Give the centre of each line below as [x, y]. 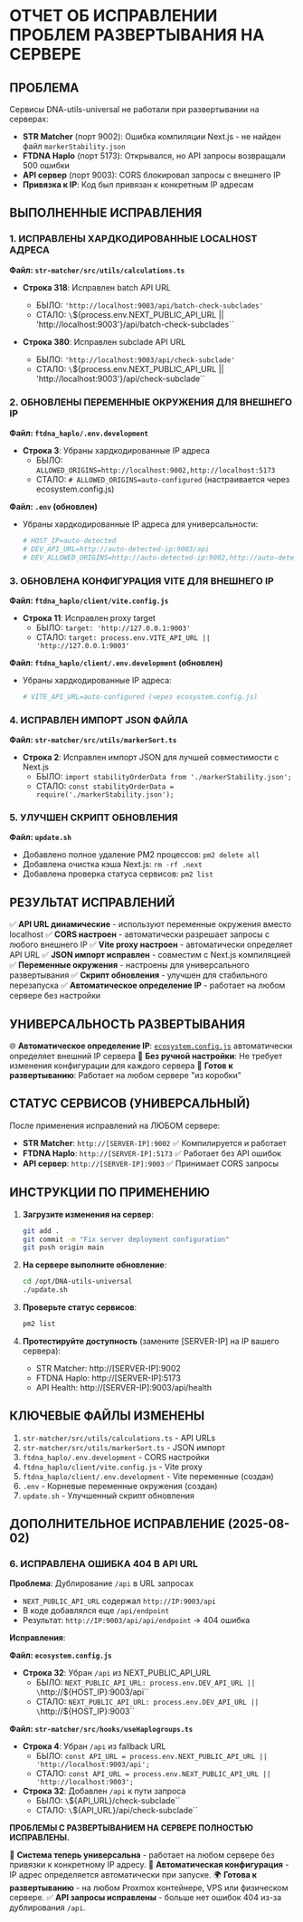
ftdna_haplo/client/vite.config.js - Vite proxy [113, 1467]
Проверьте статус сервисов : [80, 1307]
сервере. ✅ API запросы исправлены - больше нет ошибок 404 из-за [146, 1898]
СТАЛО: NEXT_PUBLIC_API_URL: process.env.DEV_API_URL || [147, 1702]
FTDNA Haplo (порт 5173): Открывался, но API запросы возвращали [154, 156]
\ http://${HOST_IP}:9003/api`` [92, 1692]
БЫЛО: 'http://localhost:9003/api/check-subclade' [135, 359]
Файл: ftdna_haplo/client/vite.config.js [89, 600]
